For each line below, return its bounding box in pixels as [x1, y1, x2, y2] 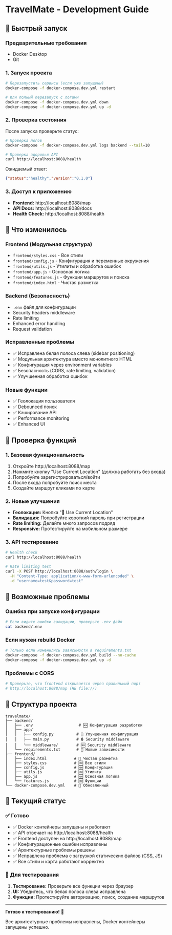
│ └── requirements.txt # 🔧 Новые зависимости [5, 747, 125, 752]
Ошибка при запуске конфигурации [5, 608, 100, 615]
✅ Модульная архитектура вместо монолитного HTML [12, 356, 133, 362]
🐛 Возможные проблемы [5, 592, 90, 601]
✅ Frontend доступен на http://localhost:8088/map [12, 835, 122, 841]
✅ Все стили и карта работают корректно [12, 858, 104, 864]
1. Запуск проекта [5, 69, 52, 76]
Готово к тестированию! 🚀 [5, 908, 64, 915]
